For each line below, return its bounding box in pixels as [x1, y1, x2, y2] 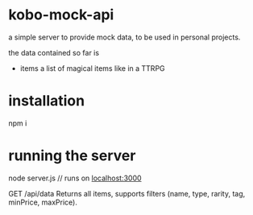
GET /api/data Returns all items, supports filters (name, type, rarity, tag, [8, 188, 246, 198]
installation [8, 92, 85, 110]
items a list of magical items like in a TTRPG [19, 63, 165, 73]
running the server [8, 147, 136, 165]
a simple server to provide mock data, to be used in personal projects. [8, 32, 241, 42]
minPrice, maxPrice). [8, 197, 78, 207]
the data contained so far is [8, 48, 99, 57]
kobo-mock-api [8, 6, 114, 24]
